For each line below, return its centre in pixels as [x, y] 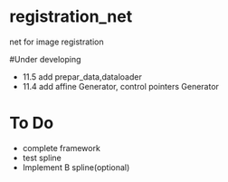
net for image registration [57, 42]
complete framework [62, 148]
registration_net [71, 17]
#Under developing [45, 59]
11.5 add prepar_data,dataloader [82, 77]
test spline [42, 158]
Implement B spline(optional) [76, 167]
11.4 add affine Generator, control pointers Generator [121, 86]
